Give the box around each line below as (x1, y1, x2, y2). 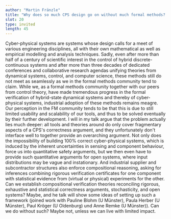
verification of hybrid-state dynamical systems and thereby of (5, 95, 136, 101)
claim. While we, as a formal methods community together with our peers (5, 84, 160, 90)
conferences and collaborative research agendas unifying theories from (5, 67, 157, 74)
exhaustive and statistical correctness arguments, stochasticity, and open (5, 186, 160, 193)
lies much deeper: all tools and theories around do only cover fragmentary (5, 122, 162, 128)
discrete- (133, 57, 153, 63)
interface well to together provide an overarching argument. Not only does (5, 132, 162, 139)
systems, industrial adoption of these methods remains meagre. (23, 100, 158, 106)
